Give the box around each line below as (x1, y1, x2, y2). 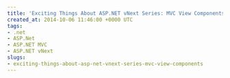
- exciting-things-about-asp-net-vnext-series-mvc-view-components (7, 60, 204, 67)
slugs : (7, 54, 26, 61)
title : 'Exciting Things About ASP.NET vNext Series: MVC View (7, 9, 192, 17)
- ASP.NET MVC (7, 41, 48, 48)
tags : (7, 22, 23, 29)
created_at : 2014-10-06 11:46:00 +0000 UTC (7, 16, 133, 23)
